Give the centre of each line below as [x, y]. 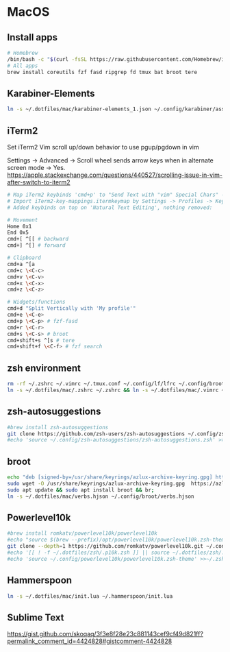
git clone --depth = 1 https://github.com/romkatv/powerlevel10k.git [105, 546]
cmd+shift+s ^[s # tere [41, 340]
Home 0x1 [20, 226]
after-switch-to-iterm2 [39, 182]
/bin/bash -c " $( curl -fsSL [47, 59]
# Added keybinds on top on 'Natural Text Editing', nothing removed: [110, 207]
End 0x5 [18, 233]
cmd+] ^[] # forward [37, 245]
